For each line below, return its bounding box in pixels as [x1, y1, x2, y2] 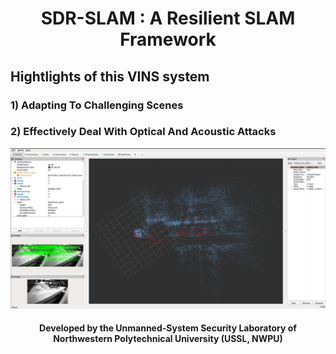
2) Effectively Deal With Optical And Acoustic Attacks [10, 125, 277, 139]
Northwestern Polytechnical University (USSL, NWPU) [53, 333, 283, 345]
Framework [119, 28, 217, 51]
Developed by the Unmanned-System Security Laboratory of [39, 322, 297, 334]
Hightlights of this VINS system [10, 68, 210, 85]
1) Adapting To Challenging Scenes [10, 98, 184, 112]
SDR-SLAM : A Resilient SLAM [40, 7, 296, 30]
